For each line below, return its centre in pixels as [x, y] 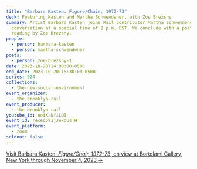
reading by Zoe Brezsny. [42, 33]
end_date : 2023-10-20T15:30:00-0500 [51, 72]
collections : [22, 83]
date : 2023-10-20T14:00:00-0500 [45, 66]
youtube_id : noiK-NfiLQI [36, 115]
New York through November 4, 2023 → [55, 160]
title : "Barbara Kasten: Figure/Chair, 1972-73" [67, 11]
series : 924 [21, 77]
